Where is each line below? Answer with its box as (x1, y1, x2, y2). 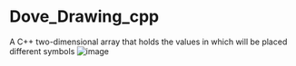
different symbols (9, 45, 75, 56)
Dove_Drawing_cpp (9, 6, 160, 27)
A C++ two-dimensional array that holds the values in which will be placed (9, 36, 288, 47)
